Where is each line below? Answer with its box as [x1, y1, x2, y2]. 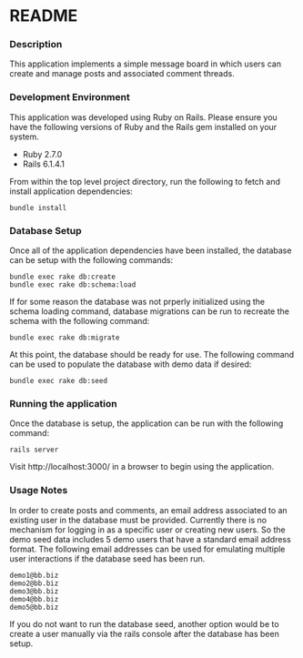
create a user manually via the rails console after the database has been [9, 628, 279, 639]
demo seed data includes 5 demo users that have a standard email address [9, 533, 291, 544]
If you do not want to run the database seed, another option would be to [9, 618, 279, 629]
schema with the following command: [9, 316, 150, 327]
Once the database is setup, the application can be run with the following [9, 418, 284, 429]
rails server [9, 445, 59, 455]
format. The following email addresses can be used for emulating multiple [9, 543, 286, 554]
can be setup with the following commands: [9, 255, 174, 266]
